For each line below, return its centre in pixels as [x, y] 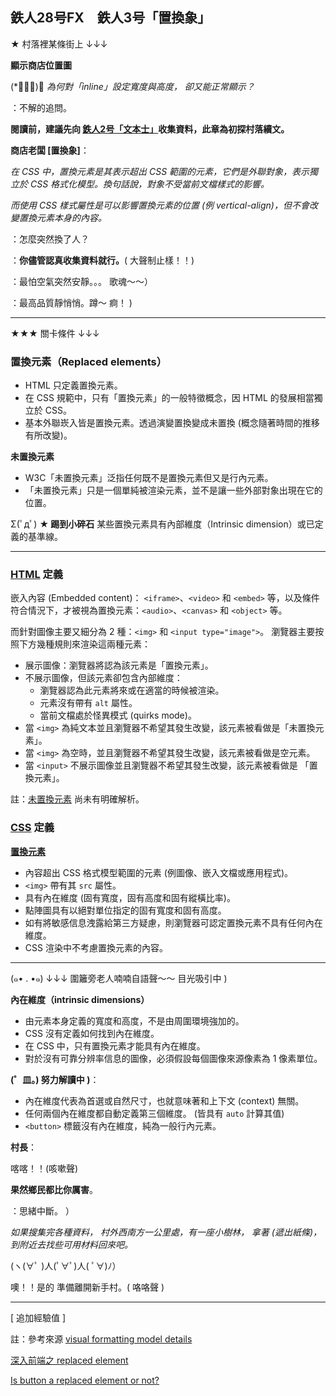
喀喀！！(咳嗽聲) [44, 1168]
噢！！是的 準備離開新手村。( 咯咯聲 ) [87, 1287]
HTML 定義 [37, 575]
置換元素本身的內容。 [62, 217]
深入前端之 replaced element [69, 1360]
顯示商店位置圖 [41, 65]
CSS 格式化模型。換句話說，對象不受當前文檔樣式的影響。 [149, 184]
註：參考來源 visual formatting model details [101, 1339]
